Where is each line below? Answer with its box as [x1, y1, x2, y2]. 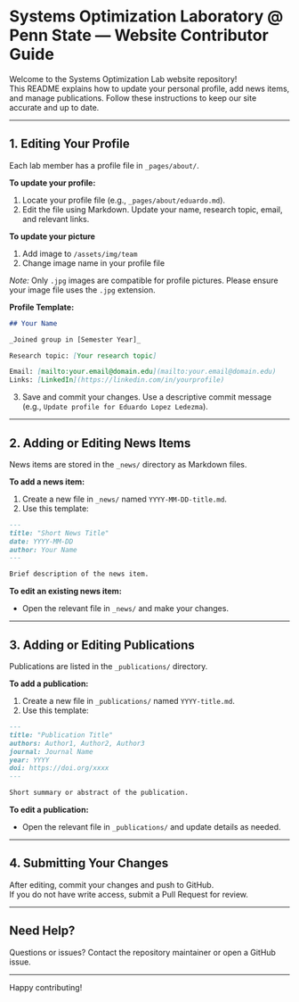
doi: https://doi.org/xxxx [9, 764, 109, 773]
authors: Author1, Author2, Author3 [9, 739, 145, 748]
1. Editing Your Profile [9, 137, 131, 152]
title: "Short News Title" [9, 528, 109, 537]
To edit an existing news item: [9, 586, 122, 597]
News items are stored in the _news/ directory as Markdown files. [9, 459, 247, 469]
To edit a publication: [9, 805, 89, 815]
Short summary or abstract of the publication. [9, 788, 190, 798]
